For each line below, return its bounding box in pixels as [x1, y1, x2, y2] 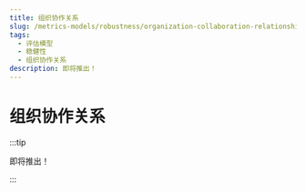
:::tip [9, 136, 26, 147]
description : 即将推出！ [9, 65, 97, 74]
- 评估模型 [17, 38, 54, 48]
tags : [9, 30, 30, 39]
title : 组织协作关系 [9, 13, 79, 23]
